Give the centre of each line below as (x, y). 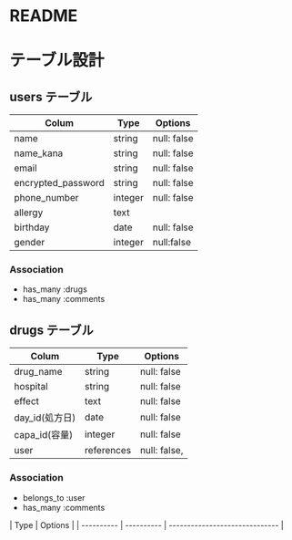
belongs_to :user (54, 497)
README (44, 16)
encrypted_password (59, 183)
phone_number (46, 198)
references (108, 451)
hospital (31, 387)
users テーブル (51, 97)
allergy (29, 213)
